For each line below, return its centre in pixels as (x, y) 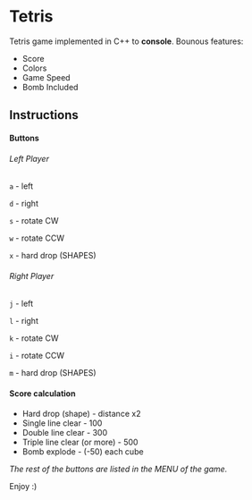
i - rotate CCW (37, 356)
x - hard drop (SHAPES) (53, 256)
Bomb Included (50, 87)
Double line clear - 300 (65, 432)
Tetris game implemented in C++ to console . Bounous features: (126, 41)
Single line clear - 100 (62, 423)
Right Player (32, 275)
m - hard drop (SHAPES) (53, 373)
